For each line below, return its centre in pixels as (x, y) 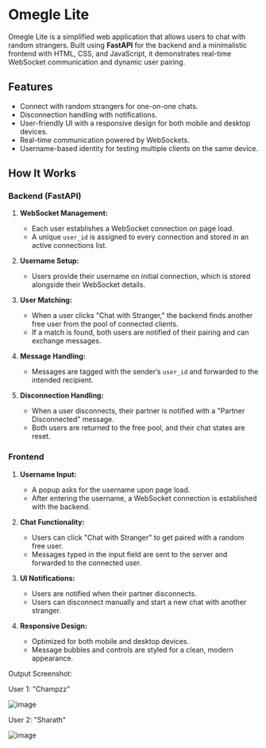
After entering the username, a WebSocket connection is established (144, 498)
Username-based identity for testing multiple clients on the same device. (139, 148)
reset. (41, 436)
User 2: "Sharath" (37, 719)
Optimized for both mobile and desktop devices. (110, 641)
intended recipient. (62, 380)
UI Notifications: (47, 578)
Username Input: (48, 474)
